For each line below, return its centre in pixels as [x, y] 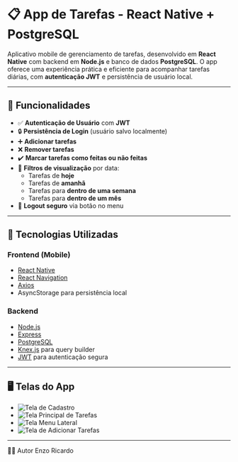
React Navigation [42, 277]
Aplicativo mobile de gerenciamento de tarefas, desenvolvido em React [112, 54]
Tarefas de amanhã [57, 183]
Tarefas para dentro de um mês [75, 198]
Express [29, 334]
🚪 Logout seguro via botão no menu [70, 205]
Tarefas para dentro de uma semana [82, 190]
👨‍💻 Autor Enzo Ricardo [41, 450]
